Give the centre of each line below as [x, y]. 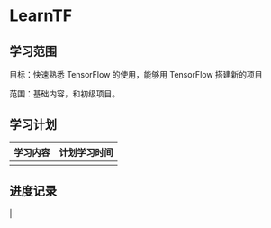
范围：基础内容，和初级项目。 [64, 94]
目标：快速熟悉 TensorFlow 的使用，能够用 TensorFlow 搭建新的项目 [136, 74]
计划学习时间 [86, 152]
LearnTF [41, 16]
